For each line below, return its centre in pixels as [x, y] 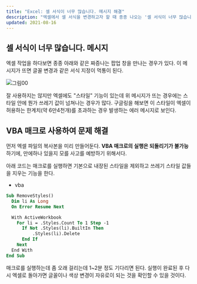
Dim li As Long [30, 201]
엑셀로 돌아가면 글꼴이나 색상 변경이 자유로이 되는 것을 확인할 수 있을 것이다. [99, 275]
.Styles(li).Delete [56, 234]
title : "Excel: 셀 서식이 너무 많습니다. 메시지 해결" [65, 11]
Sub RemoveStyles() [30, 196]
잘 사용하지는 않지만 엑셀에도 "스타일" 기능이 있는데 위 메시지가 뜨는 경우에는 [94, 95]
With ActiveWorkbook [36, 217]
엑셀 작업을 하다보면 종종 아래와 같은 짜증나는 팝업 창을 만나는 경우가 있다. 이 [94, 63]
